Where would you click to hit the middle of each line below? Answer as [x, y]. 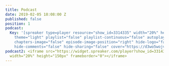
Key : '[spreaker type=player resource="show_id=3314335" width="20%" [84, 33]
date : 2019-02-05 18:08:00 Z [36, 14]
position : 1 [18, 24]
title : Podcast [21, 10]
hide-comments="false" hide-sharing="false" [62, 47]
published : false [23, 19]
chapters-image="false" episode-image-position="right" [74, 42]
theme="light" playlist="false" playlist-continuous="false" [79, 38]
